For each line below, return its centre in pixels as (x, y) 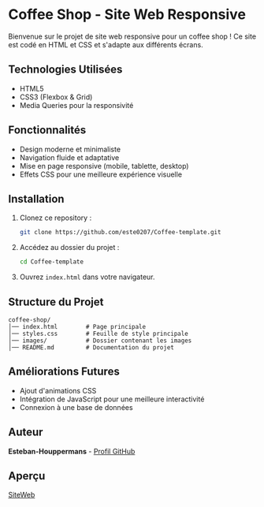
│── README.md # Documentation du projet (91, 347)
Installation (36, 199)
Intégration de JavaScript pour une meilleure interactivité (112, 399)
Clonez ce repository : (56, 218)
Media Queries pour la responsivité (76, 105)
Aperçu (27, 476)
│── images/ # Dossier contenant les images (100, 341)
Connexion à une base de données (76, 407)
